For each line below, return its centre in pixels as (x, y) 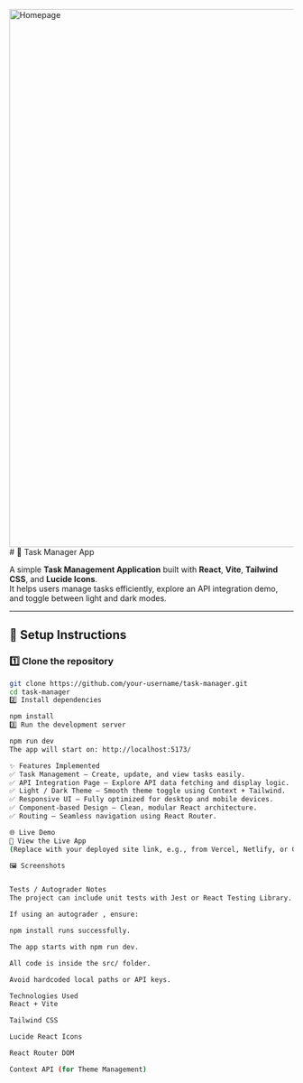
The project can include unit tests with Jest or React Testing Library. (151, 898)
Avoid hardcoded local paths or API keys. (90, 979)
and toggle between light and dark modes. (88, 598)
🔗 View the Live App (48, 841)
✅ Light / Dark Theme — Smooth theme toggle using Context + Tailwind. (147, 791)
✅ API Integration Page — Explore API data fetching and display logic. (150, 782)
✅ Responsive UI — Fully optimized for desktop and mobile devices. (142, 800)
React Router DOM (42, 1053)
